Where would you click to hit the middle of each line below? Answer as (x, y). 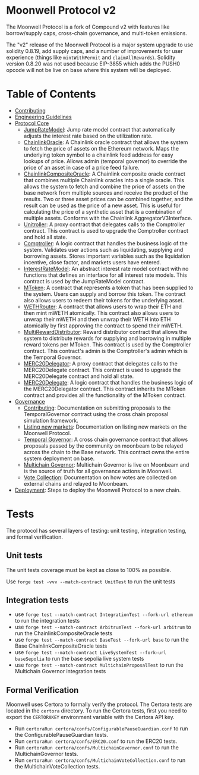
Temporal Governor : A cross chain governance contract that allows (106, 439)
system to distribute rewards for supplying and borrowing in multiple (107, 338)
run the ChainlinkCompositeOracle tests (64, 633)
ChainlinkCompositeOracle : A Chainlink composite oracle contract (105, 174)
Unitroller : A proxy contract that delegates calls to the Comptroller (104, 224)
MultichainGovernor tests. (46, 754)
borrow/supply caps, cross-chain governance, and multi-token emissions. (97, 33)
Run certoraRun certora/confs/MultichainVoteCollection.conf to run (100, 760)
